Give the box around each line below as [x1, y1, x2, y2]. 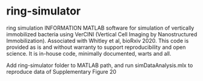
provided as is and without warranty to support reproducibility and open [6, 44, 186, 51]
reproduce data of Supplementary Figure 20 [6, 68, 117, 75]
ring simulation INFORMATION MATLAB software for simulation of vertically [6, 24, 195, 31]
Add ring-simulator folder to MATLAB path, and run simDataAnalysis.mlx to [6, 62, 193, 69]
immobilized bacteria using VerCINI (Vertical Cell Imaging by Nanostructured [6, 30, 198, 37]
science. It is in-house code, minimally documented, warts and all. [6, 50, 171, 57]
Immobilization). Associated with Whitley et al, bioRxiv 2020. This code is [6, 37, 189, 44]
